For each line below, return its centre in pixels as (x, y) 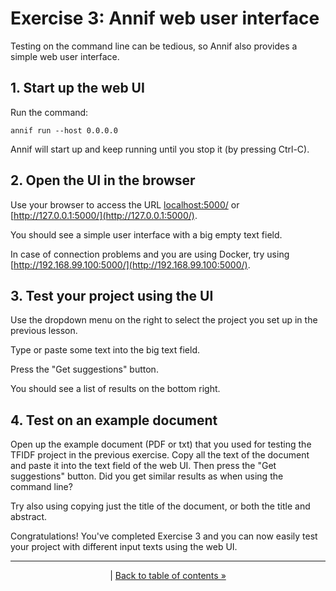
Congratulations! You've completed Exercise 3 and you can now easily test (164, 536)
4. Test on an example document (114, 420)
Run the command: (49, 112)
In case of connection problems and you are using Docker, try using (150, 254)
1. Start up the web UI (77, 88)
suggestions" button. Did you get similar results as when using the (147, 476)
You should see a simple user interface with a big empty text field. (146, 234)
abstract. (29, 517)
